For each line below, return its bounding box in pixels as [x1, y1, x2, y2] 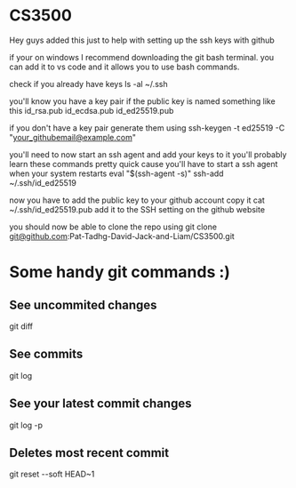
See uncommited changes [9, 297, 157, 312]
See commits [9, 347, 84, 362]
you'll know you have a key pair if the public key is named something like [9, 95, 276, 107]
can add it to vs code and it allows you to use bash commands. [9, 61, 240, 72]
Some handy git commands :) [9, 262, 231, 283]
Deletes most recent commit [9, 445, 170, 460]
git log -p [9, 420, 43, 430]
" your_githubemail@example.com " [9, 132, 136, 142]
